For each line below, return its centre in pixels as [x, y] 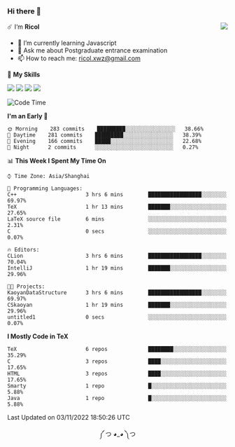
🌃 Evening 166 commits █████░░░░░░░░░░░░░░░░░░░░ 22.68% [104, 142]
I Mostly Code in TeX [38, 336]
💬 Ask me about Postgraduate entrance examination [92, 50]
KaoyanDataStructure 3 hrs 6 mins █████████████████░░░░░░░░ [117, 293]
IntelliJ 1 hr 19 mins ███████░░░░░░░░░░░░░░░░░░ [117, 268]
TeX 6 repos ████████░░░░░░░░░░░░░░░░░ [117, 350]
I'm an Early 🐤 [28, 116]
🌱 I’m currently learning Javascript [67, 43]
